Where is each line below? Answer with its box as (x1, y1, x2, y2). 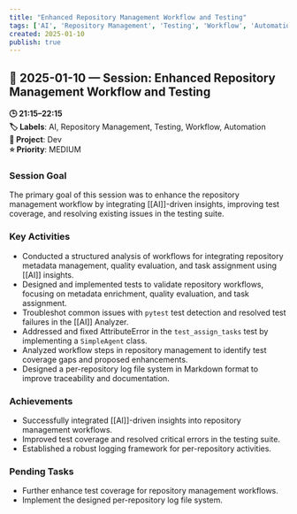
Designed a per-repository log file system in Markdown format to (21, 364, 259, 374)
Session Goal (9, 169, 67, 181)
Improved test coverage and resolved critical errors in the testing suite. (21, 433, 281, 444)
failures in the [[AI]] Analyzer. (21, 316, 129, 327)
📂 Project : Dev (9, 134, 62, 145)
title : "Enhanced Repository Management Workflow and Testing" (9, 12, 247, 22)
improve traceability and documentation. (21, 372, 170, 383)
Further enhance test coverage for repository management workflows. (21, 486, 278, 496)
